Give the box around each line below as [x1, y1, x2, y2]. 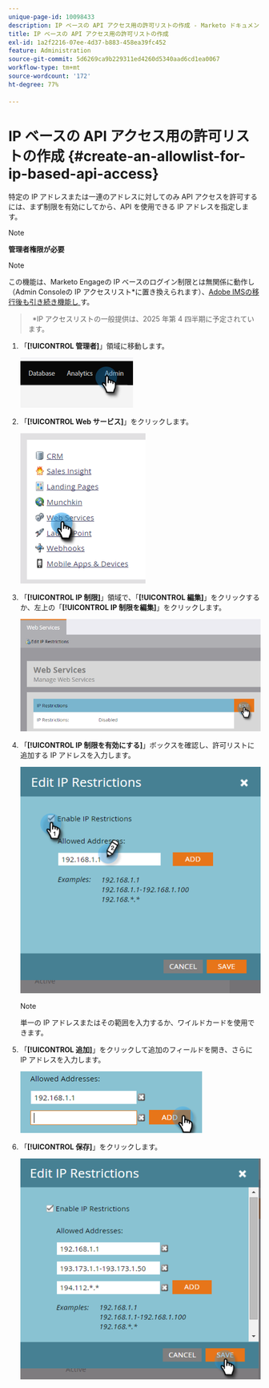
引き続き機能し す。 [29, 297, 94, 307]
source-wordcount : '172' [8, 72, 91, 80]
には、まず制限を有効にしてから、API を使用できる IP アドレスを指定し [8, 202, 243, 212]
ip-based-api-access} [8, 164, 159, 183]
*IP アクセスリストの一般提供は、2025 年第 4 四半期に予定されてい [31, 314, 255, 324]
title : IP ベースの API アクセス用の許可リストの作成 [8, 30, 170, 38]
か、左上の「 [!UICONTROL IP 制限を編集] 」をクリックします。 [19, 603, 227, 612]
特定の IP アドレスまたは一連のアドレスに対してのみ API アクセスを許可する [8, 192, 258, 202]
